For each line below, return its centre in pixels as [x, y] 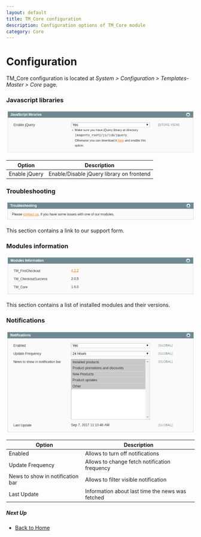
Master [15, 85]
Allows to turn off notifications [122, 453]
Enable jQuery [26, 174]
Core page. [44, 85]
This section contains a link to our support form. [65, 231]
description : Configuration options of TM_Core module [76, 25]
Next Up [16, 513]
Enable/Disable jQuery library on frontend [100, 174]
